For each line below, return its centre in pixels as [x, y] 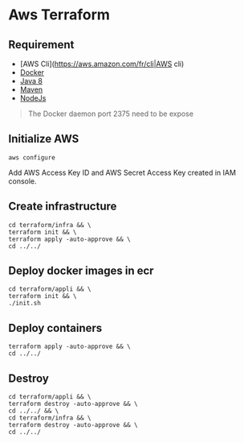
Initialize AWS [44, 139]
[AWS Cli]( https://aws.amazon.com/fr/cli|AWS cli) [102, 64]
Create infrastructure [63, 207]
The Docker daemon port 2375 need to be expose [111, 114]
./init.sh [25, 304]
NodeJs [33, 98]
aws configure [32, 157]
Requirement [41, 45]
